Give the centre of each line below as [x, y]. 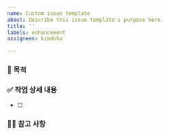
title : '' [21, 26]
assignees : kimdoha [35, 39]
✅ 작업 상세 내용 [32, 89]
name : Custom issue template [49, 13]
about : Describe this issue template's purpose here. [86, 20]
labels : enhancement [37, 32]
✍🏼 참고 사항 [26, 124]
